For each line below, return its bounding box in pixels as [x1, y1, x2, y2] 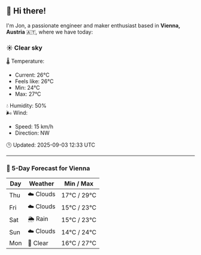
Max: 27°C [14, 90, 41, 98]
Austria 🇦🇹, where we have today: [6, 28, 93, 35]
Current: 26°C [14, 71, 50, 78]
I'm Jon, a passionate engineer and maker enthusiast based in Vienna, [6, 22, 181, 29]
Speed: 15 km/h [14, 123, 54, 130]
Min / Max [64, 180, 94, 188]
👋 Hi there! [6, 6, 47, 16]
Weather [29, 180, 54, 188]
